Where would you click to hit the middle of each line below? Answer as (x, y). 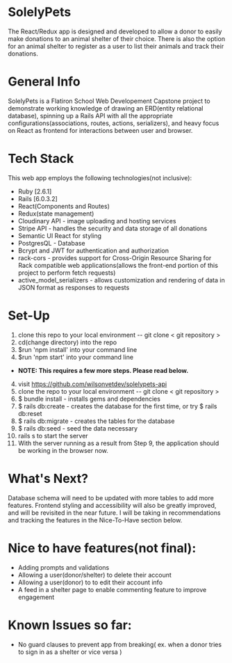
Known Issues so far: (70, 625)
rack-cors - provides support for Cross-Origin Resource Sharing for (115, 257)
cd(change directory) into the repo (67, 342)
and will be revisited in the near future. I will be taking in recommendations (114, 513)
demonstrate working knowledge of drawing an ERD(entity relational (106, 108)
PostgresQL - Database (51, 243)
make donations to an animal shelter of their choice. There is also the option (116, 38)
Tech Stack (41, 159)
